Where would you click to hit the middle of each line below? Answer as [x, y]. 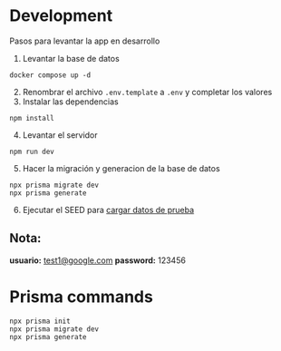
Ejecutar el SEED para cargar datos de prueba [108, 210]
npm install [32, 118]
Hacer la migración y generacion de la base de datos [121, 168]
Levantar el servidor [60, 135]
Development [61, 16]
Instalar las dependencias [71, 102]
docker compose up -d [50, 75]
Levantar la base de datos [71, 58]
